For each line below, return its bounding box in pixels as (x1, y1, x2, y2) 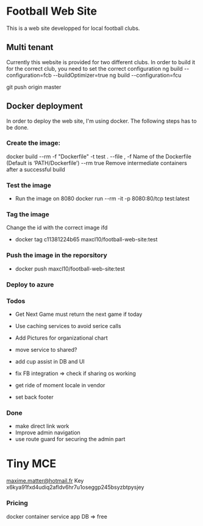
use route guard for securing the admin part (15, 436, 126, 443)
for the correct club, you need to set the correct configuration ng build (6, 65, 183, 72)
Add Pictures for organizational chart (15, 334, 108, 342)
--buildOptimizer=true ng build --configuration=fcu (52, 71, 182, 79)
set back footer (15, 393, 54, 401)
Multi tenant (6, 42, 54, 53)
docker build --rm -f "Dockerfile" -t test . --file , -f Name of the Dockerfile (6, 153, 192, 160)
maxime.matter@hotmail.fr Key (6, 477, 84, 484)
